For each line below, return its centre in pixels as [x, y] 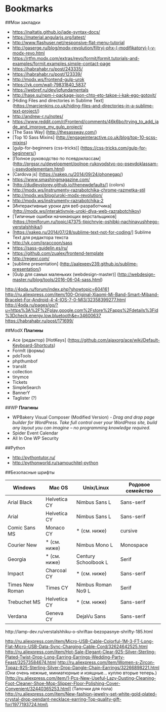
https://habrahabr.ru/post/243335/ [47, 69]
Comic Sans [21, 528]
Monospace [134, 545]
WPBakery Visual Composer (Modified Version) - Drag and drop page [83, 417]
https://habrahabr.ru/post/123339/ [47, 74]
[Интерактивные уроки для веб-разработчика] [62, 206]
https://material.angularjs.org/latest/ [49, 37]
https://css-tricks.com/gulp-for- [114, 148]
